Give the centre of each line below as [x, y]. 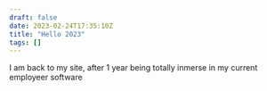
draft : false [33, 17]
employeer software [46, 78]
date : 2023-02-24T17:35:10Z [61, 26]
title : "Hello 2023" [48, 34]
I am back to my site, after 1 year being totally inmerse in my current [133, 68]
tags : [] [25, 42]
